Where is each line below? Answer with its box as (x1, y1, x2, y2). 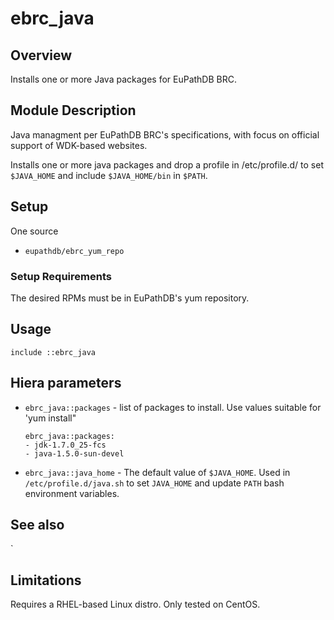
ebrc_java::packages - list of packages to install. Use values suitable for (24, 401, 322, 413)
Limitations (10, 572, 82, 589)
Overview (10, 47, 73, 64)
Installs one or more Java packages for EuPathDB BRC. (10, 73, 237, 85)
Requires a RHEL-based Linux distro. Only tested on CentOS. (10, 598, 261, 611)
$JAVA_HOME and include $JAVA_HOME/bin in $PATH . (10, 169, 208, 181)
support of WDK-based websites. (10, 139, 148, 151)
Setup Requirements (10, 269, 112, 283)
